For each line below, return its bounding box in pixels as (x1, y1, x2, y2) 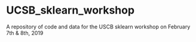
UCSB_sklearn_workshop (6, 4, 135, 17)
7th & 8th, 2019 (6, 29, 44, 36)
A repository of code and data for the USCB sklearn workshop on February (6, 23, 191, 30)
